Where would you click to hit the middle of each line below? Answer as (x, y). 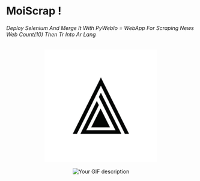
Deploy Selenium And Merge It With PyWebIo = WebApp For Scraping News (100, 28)
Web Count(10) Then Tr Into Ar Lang (51, 34)
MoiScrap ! (34, 11)
